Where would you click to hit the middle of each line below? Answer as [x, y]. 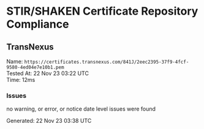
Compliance [38, 24]
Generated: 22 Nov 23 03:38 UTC [49, 121]
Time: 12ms [21, 80]
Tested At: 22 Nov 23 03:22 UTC [47, 73]
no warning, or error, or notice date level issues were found [81, 109]
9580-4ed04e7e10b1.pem [35, 67]
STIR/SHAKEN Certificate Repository [102, 11]
